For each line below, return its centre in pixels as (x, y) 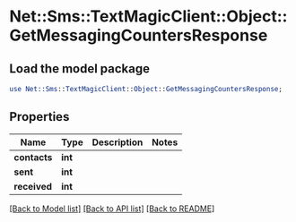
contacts (33, 157)
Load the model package (80, 68)
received (33, 186)
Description (118, 142)
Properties (39, 117)
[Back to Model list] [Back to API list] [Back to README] (112, 209)
